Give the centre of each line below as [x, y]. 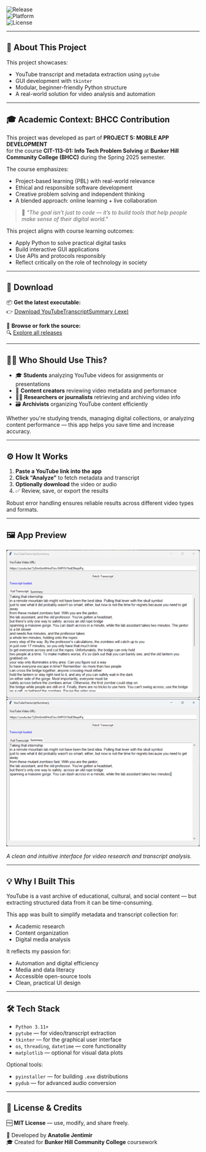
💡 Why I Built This [41, 881]
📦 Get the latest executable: [44, 302]
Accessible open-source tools [53, 976]
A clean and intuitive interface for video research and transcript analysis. [99, 856]
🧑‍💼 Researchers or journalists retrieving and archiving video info [98, 397]
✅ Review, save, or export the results [62, 491]
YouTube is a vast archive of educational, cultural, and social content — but [101, 896]
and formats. [22, 510]
